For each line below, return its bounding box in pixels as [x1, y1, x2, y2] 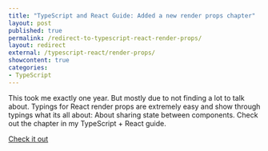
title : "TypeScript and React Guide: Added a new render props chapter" [8, 11, 256, 20]
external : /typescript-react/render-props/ [8, 49, 156, 57]
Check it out [8, 133, 49, 144]
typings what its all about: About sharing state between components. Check [8, 109, 258, 120]
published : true [8, 26, 62, 34]
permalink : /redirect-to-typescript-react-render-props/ [8, 34, 202, 42]
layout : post [8, 19, 52, 27]
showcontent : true [8, 57, 70, 65]
